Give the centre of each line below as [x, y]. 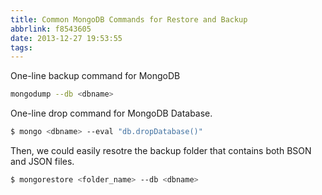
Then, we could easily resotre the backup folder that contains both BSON [161, 150]
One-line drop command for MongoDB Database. [111, 113]
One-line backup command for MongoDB [95, 76]
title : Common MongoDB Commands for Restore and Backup [129, 19]
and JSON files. [42, 161]
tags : [21, 47]
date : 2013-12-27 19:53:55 [66, 38]
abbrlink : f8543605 [51, 29]
